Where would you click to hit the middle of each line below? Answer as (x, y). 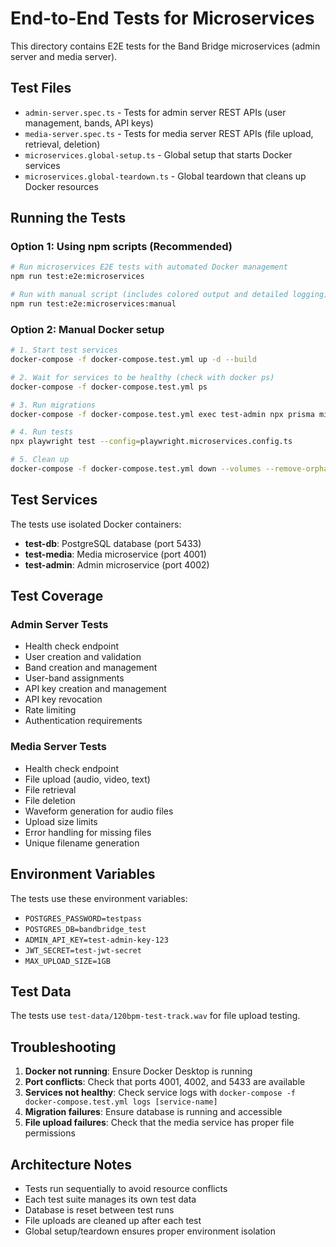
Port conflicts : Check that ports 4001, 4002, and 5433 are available (165, 1082)
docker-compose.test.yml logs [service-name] (121, 1102)
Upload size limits (61, 821)
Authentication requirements (83, 721)
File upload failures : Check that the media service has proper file (159, 1123)
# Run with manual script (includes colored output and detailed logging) (169, 295)
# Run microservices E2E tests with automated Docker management (149, 267)
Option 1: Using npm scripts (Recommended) (121, 247)
